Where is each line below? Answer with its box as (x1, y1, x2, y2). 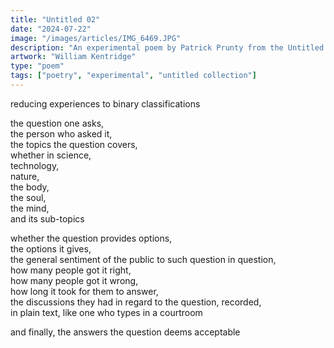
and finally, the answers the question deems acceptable (10, 326, 241, 338)
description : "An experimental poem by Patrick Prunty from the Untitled (10, 42, 325, 53)
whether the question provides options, (10, 232, 173, 244)
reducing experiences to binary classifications (10, 97, 201, 110)
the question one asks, (10, 117, 105, 129)
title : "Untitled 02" (10, 14, 101, 25)
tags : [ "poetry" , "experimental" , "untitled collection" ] (10, 71, 257, 81)
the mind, (10, 202, 50, 214)
